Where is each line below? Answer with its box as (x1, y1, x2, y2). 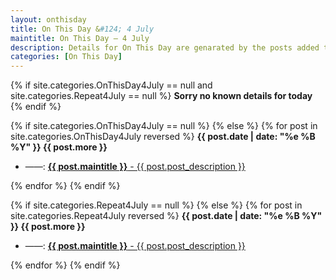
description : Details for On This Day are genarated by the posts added (10, 42, 320, 53)
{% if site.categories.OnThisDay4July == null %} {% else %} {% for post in (10, 120, 318, 132)
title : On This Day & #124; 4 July (10, 24, 155, 34)
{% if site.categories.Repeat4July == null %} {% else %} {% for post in (10, 199, 303, 211)
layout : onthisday (10, 14, 87, 25)
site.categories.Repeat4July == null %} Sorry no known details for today (10, 90, 313, 102)
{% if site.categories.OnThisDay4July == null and (10, 79, 213, 91)
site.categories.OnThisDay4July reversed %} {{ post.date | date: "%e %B (10, 131, 316, 143)
